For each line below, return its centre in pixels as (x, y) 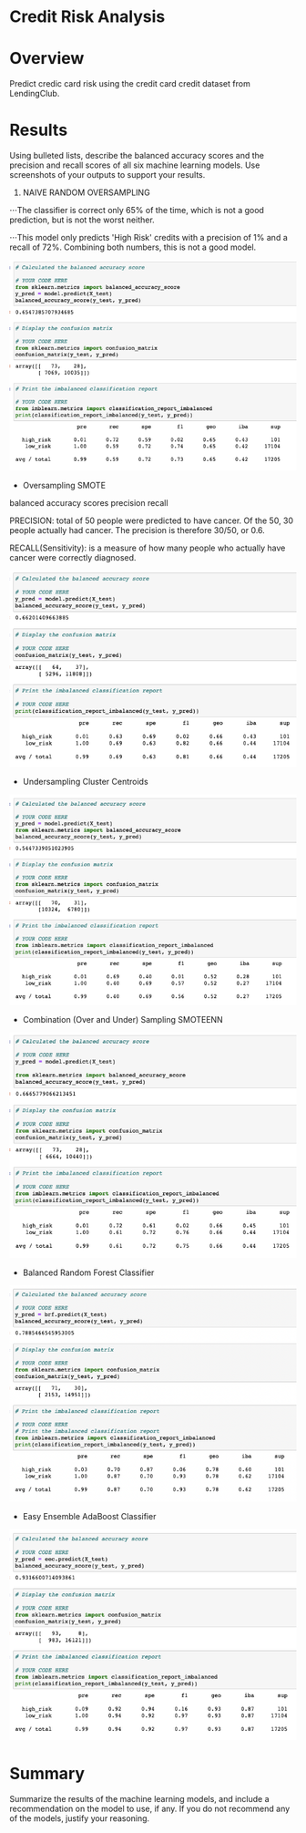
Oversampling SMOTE (64, 485)
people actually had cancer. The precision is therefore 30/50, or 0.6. (138, 530)
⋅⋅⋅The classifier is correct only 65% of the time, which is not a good (137, 211)
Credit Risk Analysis (87, 17)
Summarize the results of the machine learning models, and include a (140, 1799)
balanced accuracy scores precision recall (89, 502)
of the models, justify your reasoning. (80, 1818)
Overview (47, 59)
